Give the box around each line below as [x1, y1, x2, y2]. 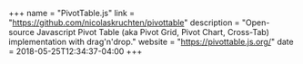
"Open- [241, 17, 270, 28]
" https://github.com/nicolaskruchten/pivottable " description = [8, 17, 240, 28]
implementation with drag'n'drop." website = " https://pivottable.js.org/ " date [8, 36, 294, 47]
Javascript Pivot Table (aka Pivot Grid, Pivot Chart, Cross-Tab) [36, 27, 270, 37]
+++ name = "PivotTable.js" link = [8, 8, 136, 18]
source [8, 27, 35, 37]
